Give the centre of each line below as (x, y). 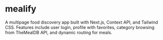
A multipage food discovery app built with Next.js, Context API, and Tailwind (82, 22)
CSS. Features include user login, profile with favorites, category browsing (80, 27)
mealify (21, 9)
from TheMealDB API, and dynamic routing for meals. (59, 32)
